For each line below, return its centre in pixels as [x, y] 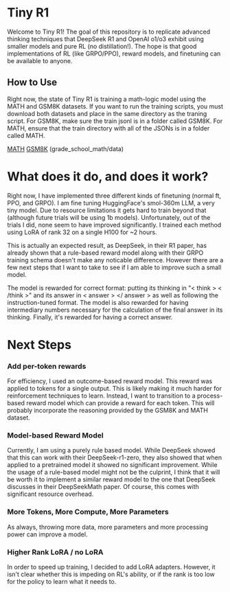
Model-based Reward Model [56, 435]
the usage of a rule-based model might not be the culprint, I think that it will [114, 473]
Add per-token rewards [47, 366]
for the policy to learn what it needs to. [62, 582]
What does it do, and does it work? [108, 176]
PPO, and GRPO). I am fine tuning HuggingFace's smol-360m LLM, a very [111, 203]
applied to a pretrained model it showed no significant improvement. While [112, 465]
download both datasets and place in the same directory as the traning [107, 113]
